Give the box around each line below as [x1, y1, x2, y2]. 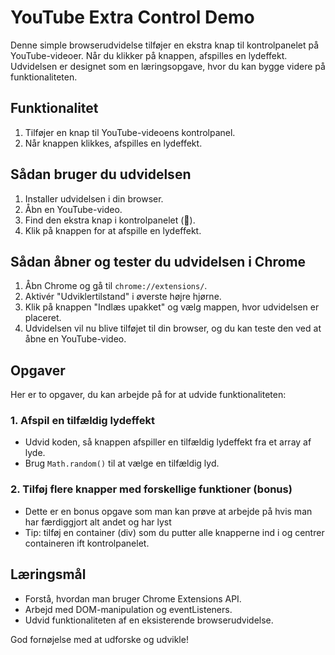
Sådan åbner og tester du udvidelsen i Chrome [10, 253, 307, 270]
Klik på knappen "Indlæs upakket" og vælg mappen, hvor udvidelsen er [24, 301, 320, 313]
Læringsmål [10, 566, 87, 583]
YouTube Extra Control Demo [10, 6, 255, 29]
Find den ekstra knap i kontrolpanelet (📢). [24, 214, 196, 226]
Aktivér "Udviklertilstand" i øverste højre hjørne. [24, 291, 222, 303]
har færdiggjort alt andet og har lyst [24, 516, 172, 528]
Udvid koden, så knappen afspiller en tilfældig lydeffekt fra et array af [24, 436, 312, 448]
